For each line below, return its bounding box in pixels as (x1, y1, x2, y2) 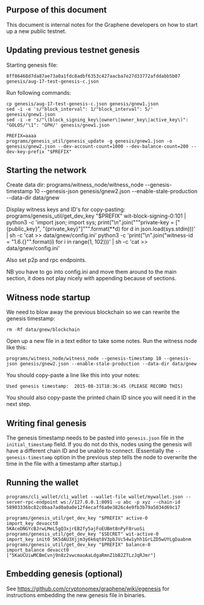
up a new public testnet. (6, 27, 67, 35)
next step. (6, 401, 32, 408)
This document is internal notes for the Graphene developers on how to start (6, 21, 198, 28)
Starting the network (6, 165, 87, 176)
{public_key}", (6, 225, 41, 233)
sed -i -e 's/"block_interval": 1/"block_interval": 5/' (6, 106, 154, 112)
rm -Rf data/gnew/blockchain (6, 327, 80, 333)
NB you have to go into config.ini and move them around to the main (6, 268, 177, 275)
